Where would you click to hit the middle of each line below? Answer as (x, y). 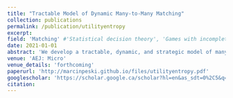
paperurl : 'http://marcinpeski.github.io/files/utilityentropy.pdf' (108, 71)
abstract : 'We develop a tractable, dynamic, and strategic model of (110, 52)
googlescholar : (29, 78)
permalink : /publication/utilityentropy (67, 26)
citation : (21, 84)
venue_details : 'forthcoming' (51, 65)
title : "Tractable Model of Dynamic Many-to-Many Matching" (96, 13)
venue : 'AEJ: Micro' (37, 59)
